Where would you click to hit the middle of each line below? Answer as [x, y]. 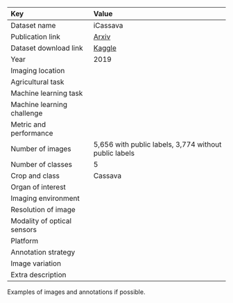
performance [32, 133]
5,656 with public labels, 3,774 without [157, 144]
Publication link [35, 36]
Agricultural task [37, 82]
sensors [24, 230]
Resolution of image [43, 210]
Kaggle [105, 48]
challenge [27, 113]
